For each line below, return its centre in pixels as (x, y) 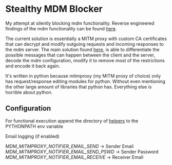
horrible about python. (29, 92)
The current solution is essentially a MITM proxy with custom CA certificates (86, 39)
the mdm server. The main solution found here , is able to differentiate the (82, 49)
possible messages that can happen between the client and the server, (80, 55)
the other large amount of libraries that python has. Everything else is (79, 87)
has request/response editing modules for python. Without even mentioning (85, 81)
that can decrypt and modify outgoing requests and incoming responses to (85, 44)
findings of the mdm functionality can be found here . (61, 28)
